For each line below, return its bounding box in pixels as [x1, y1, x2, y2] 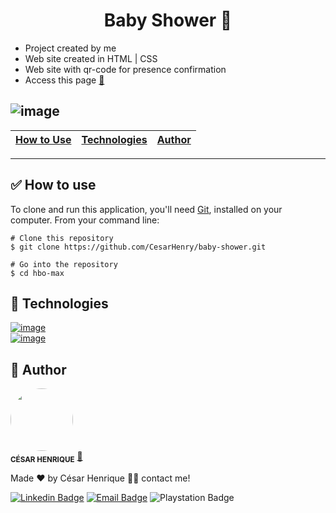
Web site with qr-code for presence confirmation [24, 63, 227, 75]
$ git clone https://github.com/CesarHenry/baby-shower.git [10, 242, 267, 252]
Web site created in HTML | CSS [24, 52, 158, 64]
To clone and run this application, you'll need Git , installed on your [10, 203, 283, 215]
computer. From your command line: [10, 214, 160, 226]
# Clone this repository [10, 233, 114, 243]
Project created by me [24, 42, 117, 54]
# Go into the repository [10, 259, 118, 269]
